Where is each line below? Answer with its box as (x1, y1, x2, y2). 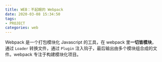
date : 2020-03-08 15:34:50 (5, 12, 61, 17)
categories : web (5, 25, 38, 30)
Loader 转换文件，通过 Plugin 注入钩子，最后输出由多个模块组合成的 (14, 45, 153, 51)
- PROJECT (5, 21, 26, 26)
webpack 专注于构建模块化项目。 (13, 52, 81, 58)
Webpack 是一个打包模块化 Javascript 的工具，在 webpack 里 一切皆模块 (5, 40, 152, 45)
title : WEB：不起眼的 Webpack (5, 7, 64, 12)
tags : (5, 16, 16, 21)
